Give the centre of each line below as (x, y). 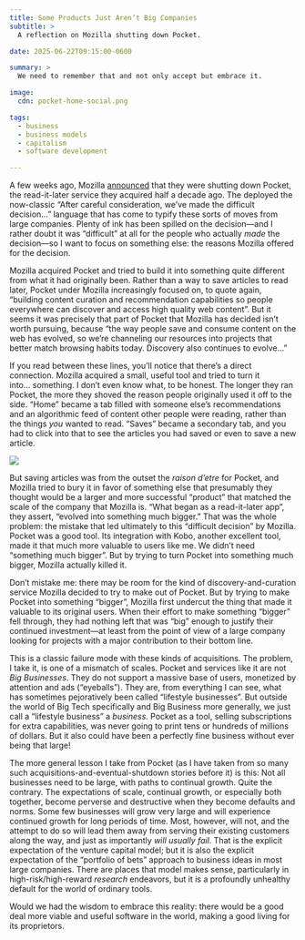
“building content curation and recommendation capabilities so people (141, 300)
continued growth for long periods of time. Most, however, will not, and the (149, 822)
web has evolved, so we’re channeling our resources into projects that (141, 339)
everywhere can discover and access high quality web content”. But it (140, 310)
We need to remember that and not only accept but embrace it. (140, 77)
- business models (53, 134)
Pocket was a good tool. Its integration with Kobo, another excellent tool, (145, 536)
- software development (62, 151)
